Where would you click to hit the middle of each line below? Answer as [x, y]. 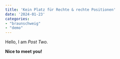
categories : [17, 19]
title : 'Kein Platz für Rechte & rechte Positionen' [60, 10]
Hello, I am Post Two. [27, 42]
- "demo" [14, 28]
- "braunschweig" [23, 23]
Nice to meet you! [24, 52]
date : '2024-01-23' [25, 14]
